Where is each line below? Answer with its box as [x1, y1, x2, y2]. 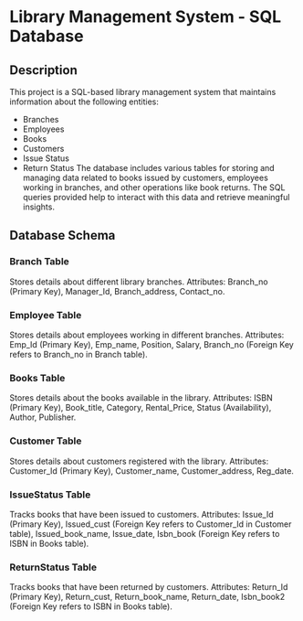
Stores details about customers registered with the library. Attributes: [9, 455, 269, 466]
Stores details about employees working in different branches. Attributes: [9, 329, 285, 340]
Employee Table [9, 308, 82, 321]
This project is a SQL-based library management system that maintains [9, 87, 277, 97]
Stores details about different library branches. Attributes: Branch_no [9, 276, 268, 287]
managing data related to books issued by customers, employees [22, 172, 269, 183]
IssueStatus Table [9, 487, 91, 500]
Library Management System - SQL [9, 6, 281, 27]
